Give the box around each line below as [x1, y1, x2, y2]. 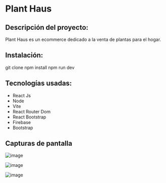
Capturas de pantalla [5, 139, 72, 148]
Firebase [12, 119, 31, 125]
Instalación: [5, 51, 43, 59]
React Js [12, 92, 31, 98]
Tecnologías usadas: [5, 79, 72, 88]
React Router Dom [12, 108, 51, 114]
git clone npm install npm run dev [5, 64, 75, 71]
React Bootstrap [12, 114, 46, 120]
